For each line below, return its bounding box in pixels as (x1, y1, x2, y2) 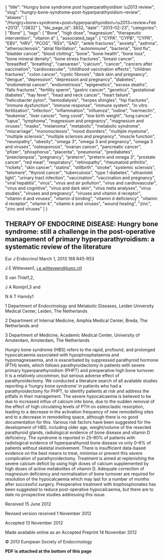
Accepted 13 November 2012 (5, 520, 63, 525)
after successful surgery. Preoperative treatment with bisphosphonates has (5, 481, 157, 487)
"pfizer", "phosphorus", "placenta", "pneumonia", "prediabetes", (5, 149, 133, 155)
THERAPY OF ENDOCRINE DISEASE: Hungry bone (5, 220, 159, 228)
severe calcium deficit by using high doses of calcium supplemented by (5, 460, 149, 466)
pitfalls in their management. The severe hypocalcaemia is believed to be (5, 393, 151, 399)
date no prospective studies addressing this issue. (5, 491, 106, 497)
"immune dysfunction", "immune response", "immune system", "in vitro (5, 102, 147, 108)
